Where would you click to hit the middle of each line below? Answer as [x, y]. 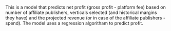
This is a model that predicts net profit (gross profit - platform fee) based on [85, 7]
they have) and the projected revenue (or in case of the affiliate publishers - [85, 18]
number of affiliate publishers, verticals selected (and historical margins [81, 12]
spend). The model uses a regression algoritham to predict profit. [74, 23]
